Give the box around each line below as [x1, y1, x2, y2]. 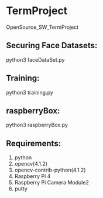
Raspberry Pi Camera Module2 [14, 179, 89, 186]
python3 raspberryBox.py [6, 122, 68, 129]
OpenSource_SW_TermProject [6, 24, 79, 31]
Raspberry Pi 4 [14, 173, 51, 180]
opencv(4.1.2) [14, 160, 48, 167]
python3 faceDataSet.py [6, 56, 65, 63]
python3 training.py [6, 89, 54, 96]
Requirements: [6, 138, 61, 148]
